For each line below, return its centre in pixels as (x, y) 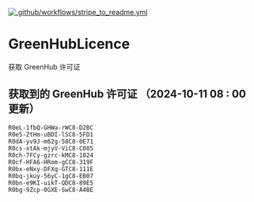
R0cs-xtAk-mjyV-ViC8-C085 (51, 148)
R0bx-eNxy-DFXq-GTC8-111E (51, 169)
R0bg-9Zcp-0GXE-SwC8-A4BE (51, 189)
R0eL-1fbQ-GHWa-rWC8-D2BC (51, 127)
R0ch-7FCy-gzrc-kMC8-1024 (51, 155)
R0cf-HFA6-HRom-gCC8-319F (51, 162)
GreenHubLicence (69, 44)
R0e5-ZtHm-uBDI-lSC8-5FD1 (51, 134)
